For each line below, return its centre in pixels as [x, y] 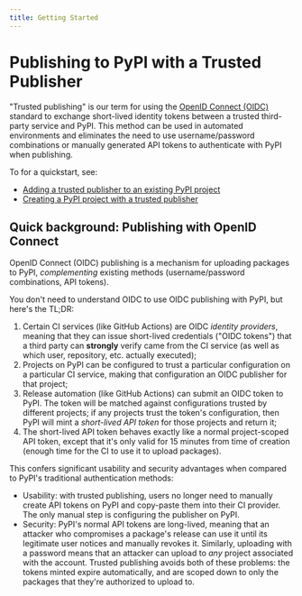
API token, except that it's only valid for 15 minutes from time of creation [156, 442]
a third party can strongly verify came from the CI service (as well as [151, 346]
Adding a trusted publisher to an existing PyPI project [121, 189]
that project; [45, 384]
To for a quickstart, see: [54, 171]
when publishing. [41, 154]
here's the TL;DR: [42, 309]
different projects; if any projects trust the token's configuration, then [151, 413]
